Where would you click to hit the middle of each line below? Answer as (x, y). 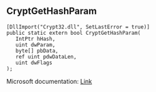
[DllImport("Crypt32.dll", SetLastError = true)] (78, 27)
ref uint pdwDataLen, (46, 57)
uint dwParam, (35, 45)
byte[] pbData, (37, 50)
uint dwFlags (34, 63)
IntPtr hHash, (35, 39)
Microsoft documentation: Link (49, 81)
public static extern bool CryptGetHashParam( (74, 33)
